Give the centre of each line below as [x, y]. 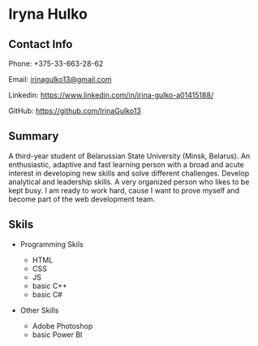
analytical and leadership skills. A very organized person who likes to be [129, 182]
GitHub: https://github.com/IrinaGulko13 [75, 111]
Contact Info [41, 44]
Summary [34, 136]
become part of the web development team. [82, 199]
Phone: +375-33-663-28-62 [56, 63]
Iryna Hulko [48, 14]
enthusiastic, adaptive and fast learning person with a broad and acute [127, 164]
